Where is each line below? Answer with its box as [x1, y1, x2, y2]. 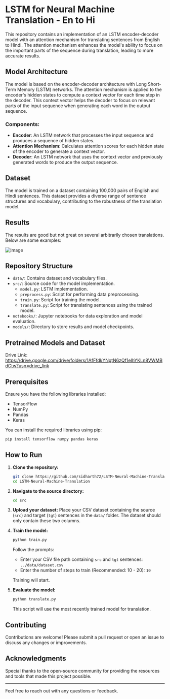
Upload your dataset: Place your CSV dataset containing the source [12, 507, 155, 513]
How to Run [5, 451, 42, 459]
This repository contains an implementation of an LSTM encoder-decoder [5, 31, 159, 37]
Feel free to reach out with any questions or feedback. [5, 687, 118, 694]
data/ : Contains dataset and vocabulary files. [12, 275, 107, 281]
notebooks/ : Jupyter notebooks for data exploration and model [12, 313, 143, 319]
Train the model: [12, 527, 48, 534]
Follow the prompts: [12, 547, 54, 553]
